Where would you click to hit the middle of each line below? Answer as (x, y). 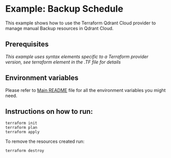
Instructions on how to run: (49, 112)
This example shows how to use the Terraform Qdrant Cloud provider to (81, 23)
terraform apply (22, 132)
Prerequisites (27, 44)
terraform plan (21, 128)
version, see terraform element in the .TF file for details (63, 62)
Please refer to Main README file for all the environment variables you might (85, 90)
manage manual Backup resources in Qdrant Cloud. (59, 28)
